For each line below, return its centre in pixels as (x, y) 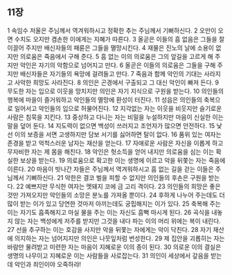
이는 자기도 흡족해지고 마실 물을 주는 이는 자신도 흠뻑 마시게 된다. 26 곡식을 (108, 212)
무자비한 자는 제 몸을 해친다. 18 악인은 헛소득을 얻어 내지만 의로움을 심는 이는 (111, 152)
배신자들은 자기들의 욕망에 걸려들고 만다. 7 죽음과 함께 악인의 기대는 (111, 73)
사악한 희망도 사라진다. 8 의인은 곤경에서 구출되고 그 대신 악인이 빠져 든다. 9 (117, 82)
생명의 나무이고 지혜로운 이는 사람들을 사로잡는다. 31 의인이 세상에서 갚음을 (108, 256)
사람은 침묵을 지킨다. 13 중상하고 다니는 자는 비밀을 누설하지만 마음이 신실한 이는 (115, 117)
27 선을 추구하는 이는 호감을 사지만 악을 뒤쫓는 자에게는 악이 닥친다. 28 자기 (109, 229)
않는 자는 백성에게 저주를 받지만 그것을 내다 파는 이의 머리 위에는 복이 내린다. (118, 221)
